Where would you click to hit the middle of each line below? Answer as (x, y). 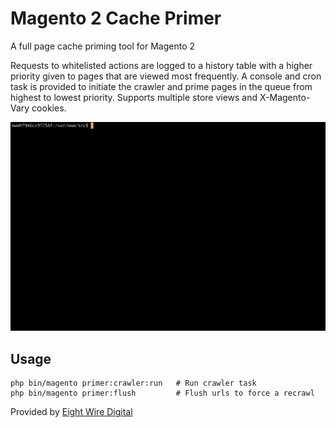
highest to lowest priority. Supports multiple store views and (134, 97)
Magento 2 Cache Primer (116, 18)
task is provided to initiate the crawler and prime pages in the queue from (161, 86)
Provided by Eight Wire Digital (71, 412)
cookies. (49, 108)
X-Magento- (285, 97)
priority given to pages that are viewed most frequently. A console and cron (166, 76)
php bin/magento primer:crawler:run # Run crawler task (133, 383)
